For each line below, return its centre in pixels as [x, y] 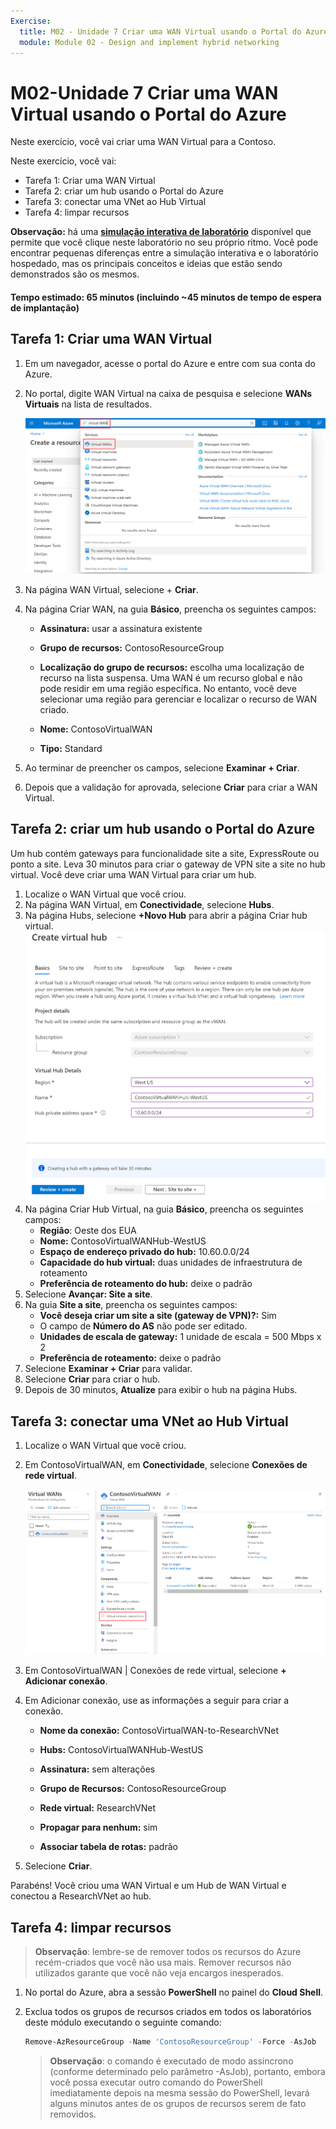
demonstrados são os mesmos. [75, 274]
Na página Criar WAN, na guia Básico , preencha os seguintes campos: [170, 609]
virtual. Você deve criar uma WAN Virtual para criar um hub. [133, 874]
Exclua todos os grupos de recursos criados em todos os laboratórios [168, 2012]
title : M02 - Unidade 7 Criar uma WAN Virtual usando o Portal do [160, 31]
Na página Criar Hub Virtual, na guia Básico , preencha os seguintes [164, 1209]
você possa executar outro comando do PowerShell [156, 2082]
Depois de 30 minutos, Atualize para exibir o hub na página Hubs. [161, 1390]
